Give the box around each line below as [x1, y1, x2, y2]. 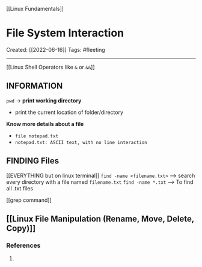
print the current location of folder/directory [14, 108, 124, 116]
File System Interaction [6, 27, 124, 40]
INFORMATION [6, 81, 63, 91]
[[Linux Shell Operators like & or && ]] [6, 63, 95, 71]
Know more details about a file [6, 120, 84, 127]
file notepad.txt [14, 133, 59, 139]
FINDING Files [6, 156, 60, 166]
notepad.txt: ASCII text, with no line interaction [14, 139, 147, 145]
